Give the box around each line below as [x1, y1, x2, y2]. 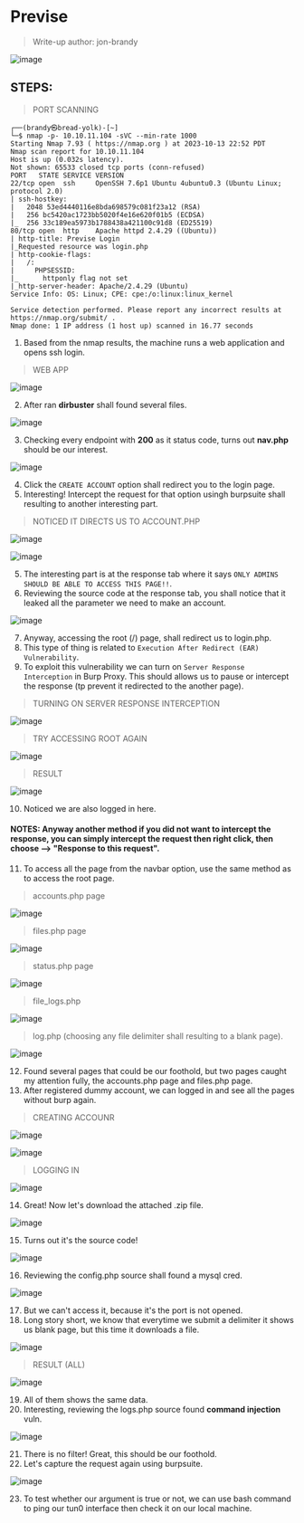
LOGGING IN [32, 1165, 80, 1176]
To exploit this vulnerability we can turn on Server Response [23, 661, 245, 671]
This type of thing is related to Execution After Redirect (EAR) [23, 642, 260, 652]
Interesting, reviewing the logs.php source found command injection [23, 1404, 281, 1414]
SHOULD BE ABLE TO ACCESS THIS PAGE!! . [23, 577, 173, 589]
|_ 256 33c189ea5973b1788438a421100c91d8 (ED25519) [10, 218, 214, 227]
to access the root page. [23, 872, 115, 883]
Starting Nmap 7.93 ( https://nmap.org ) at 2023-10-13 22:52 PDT [10, 138, 266, 148]
